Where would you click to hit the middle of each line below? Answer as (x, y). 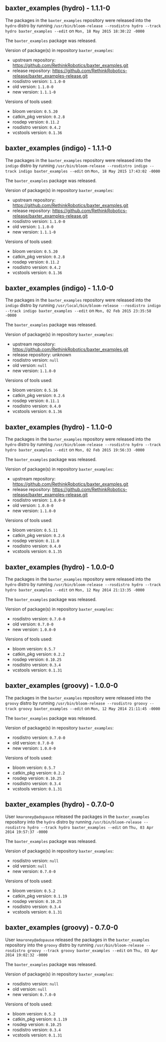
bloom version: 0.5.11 (35, 530)
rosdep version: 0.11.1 (36, 401)
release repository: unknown (42, 355)
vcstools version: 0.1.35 (37, 551)
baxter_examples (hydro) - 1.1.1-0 (58, 8)
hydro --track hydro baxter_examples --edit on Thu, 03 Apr (90, 827)
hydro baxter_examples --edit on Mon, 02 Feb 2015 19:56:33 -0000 (75, 450)
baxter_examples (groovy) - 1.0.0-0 (62, 686)
